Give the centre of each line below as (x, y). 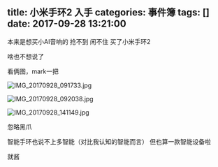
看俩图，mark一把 (33, 71)
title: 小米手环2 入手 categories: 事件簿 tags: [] (108, 13)
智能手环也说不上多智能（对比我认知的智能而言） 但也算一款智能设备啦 (109, 141)
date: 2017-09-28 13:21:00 (67, 24)
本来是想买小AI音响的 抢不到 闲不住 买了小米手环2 (79, 41)
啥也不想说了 (26, 56)
